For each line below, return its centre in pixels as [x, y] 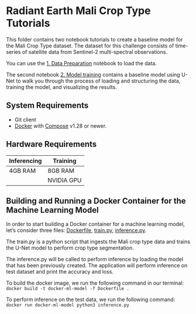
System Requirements [47, 106]
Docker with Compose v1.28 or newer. [61, 126]
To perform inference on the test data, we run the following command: [91, 299]
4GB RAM [23, 170]
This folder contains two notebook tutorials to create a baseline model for [94, 39]
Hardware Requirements [51, 144]
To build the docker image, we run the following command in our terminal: [95, 283]
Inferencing [25, 161]
